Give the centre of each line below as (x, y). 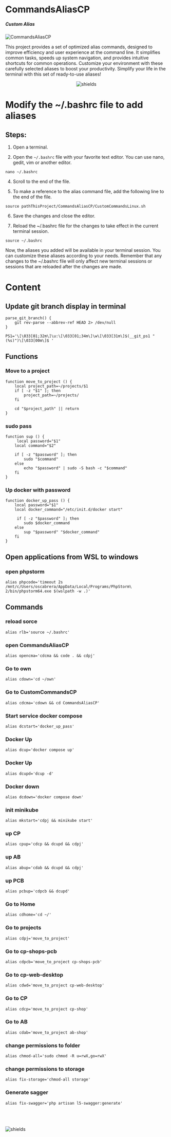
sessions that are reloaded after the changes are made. (64, 267)
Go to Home (20, 904)
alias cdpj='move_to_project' (38, 938)
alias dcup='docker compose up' (40, 750)
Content (23, 288)
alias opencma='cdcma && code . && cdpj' (50, 656)
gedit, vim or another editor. (42, 162)
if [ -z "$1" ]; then (37, 391)
